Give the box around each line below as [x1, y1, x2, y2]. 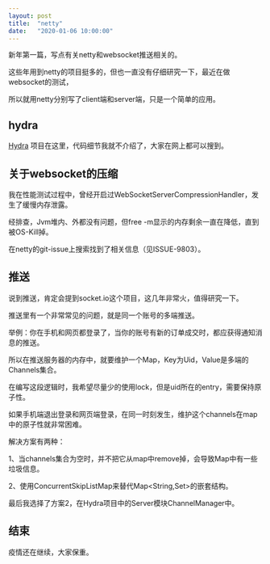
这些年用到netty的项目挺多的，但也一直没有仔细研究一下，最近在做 [8, 67, 231, 77]
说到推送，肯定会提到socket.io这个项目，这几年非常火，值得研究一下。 [8, 293, 243, 303]
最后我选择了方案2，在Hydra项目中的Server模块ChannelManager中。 [8, 498, 239, 507]
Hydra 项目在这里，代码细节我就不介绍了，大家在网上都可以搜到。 [8, 141, 228, 150]
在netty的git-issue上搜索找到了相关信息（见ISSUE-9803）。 [8, 244, 206, 254]
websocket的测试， [8, 78, 73, 87]
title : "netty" [8, 19, 63, 27]
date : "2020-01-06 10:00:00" [8, 27, 114, 35]
